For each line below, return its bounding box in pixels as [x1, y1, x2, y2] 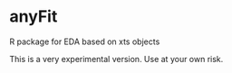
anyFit [9, 6, 58, 27]
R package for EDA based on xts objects [9, 36, 160, 47]
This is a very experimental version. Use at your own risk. [9, 53, 224, 64]
